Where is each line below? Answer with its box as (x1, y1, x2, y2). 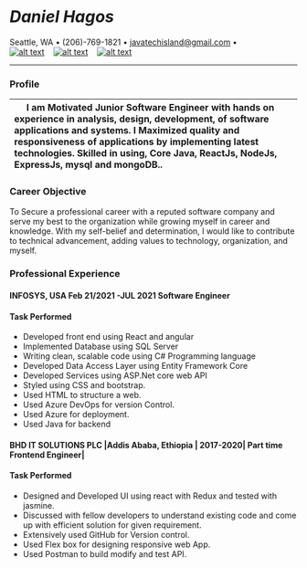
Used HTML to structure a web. (22, 390, 142, 401)
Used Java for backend (22, 418, 111, 430)
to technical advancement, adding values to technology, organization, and (9, 235, 288, 246)
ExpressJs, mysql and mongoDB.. (14, 158, 163, 171)
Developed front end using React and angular (22, 331, 195, 342)
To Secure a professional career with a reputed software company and (9, 205, 276, 216)
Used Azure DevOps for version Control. (22, 399, 175, 410)
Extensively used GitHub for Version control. (22, 530, 190, 541)
